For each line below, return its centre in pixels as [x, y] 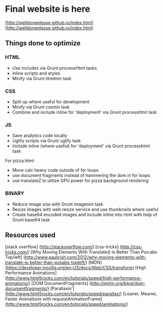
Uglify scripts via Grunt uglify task [47, 141]
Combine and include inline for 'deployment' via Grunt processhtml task [84, 112]
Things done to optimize [43, 43]
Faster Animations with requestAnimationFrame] [54, 299]
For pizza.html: [20, 161]
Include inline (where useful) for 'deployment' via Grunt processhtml [81, 146]
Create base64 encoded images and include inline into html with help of [85, 214]
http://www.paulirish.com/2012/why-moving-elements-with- [86, 257]
